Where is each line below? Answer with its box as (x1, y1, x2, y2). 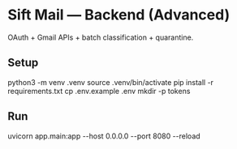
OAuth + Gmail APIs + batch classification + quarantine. (7, 32, 194, 42)
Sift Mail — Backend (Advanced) (7, 6, 231, 24)
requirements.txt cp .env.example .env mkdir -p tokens (7, 86, 191, 96)
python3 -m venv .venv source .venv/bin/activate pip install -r (7, 77, 214, 87)
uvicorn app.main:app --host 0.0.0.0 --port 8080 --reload (7, 131, 200, 141)
